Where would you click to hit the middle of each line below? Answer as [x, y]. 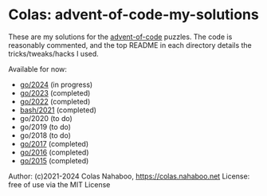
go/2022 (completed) [55, 101]
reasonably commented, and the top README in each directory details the [130, 45]
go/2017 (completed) [54, 143]
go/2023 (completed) [55, 92]
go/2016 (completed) [54, 152]
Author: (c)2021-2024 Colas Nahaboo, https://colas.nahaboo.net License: [129, 176]
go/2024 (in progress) [56, 84]
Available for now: [38, 69]
